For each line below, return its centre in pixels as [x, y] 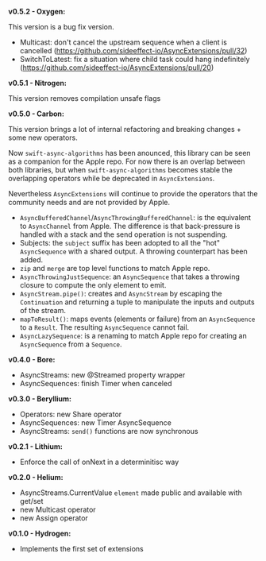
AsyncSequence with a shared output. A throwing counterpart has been [133, 251]
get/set [31, 501]
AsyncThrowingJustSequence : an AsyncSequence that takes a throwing [129, 277]
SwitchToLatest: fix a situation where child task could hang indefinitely [135, 59]
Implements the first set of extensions [82, 549]
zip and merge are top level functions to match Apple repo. [115, 268]
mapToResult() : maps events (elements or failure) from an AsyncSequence [137, 319]
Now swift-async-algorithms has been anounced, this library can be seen [130, 153]
